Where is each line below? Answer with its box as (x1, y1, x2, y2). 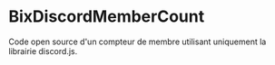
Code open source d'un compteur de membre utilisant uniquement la (8, 36, 267, 47)
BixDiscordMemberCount (8, 6, 205, 27)
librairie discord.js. (8, 45, 78, 56)
